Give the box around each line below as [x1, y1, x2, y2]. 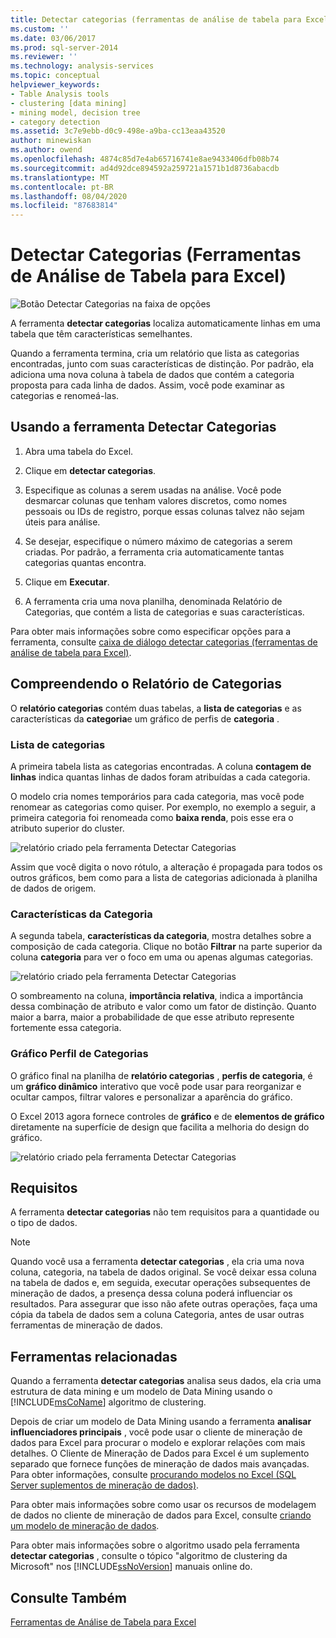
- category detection [10, 117, 101, 127]
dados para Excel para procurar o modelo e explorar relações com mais [10, 1437, 306, 1449]
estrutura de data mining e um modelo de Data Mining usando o [10, 1386, 273, 1398]
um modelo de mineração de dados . [10, 1520, 160, 1532]
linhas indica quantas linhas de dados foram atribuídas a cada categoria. [10, 771, 311, 783]
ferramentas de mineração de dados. [10, 1319, 163, 1331]
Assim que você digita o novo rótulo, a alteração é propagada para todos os [10, 861, 323, 873]
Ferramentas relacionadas [10, 1348, 178, 1365]
